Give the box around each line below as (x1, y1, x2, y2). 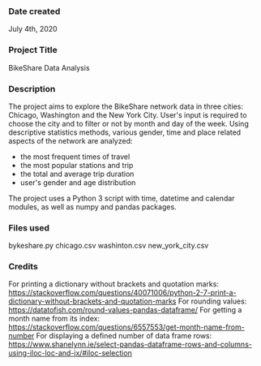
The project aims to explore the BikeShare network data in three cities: (8, 101, 243, 111)
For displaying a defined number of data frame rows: (36, 331, 212, 341)
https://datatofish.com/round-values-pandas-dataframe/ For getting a (8, 305, 242, 315)
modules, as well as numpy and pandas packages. (8, 201, 177, 212)
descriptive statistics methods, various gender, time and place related (8, 127, 242, 137)
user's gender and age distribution (19, 177, 136, 187)
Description (8, 83, 56, 94)
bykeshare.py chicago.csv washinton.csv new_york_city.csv (8, 241, 209, 251)
